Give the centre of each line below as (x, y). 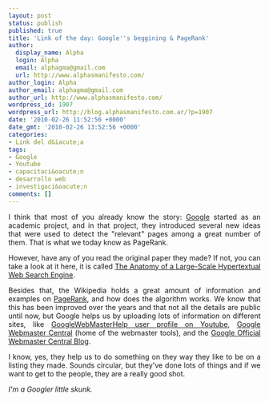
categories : (28, 134)
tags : (17, 149)
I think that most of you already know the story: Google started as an (134, 217)
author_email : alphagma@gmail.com (66, 90)
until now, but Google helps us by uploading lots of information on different (134, 316)
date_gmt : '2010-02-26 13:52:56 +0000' (75, 127)
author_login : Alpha (43, 82)
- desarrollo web (37, 179)
